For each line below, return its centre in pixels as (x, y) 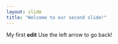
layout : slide (24, 12)
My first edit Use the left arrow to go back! (59, 34)
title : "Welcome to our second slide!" (57, 17)
